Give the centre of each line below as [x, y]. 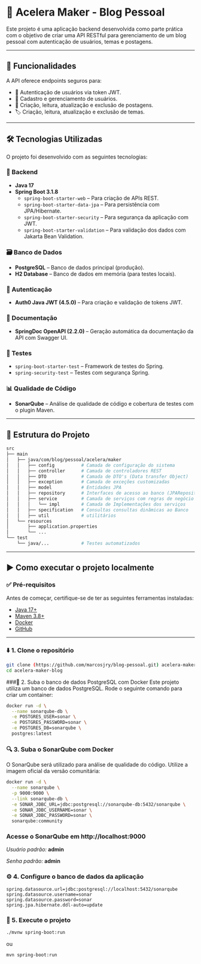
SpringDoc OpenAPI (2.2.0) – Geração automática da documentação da [104, 331]
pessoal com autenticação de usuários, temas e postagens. [80, 41]
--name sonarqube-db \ [40, 711]
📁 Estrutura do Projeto [48, 435]
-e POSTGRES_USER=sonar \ [44, 717]
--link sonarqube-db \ [40, 799]
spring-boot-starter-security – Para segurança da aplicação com [106, 217]
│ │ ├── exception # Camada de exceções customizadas [88, 482]
